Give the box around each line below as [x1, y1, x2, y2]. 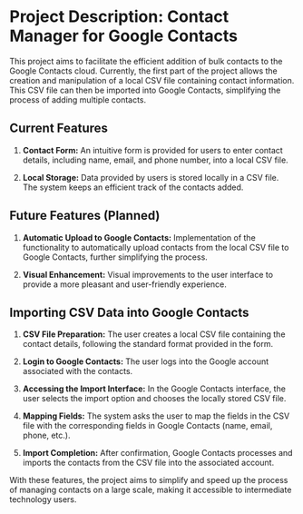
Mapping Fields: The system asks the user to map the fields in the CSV [22, 410, 290, 421]
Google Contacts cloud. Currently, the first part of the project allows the [9, 65, 279, 76]
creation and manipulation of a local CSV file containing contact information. [9, 74, 295, 85]
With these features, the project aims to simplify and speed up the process [9, 475, 288, 486]
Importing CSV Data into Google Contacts [9, 304, 249, 320]
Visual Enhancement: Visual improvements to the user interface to [22, 269, 274, 280]
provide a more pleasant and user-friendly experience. [22, 279, 227, 290]
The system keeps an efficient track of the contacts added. [22, 182, 244, 193]
